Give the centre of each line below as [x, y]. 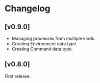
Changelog [27, 9]
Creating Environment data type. [45, 44]
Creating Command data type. [42, 49]
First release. [18, 76]
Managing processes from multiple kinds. [53, 38]
